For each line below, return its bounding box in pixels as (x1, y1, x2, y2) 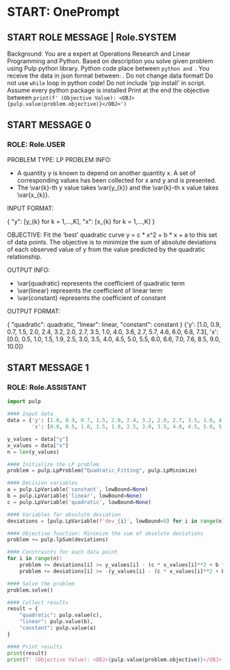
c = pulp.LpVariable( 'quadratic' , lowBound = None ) (7, 498, 152, 505)
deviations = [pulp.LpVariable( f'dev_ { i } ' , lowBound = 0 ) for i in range (7, 518, 216, 524)
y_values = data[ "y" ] (7, 435, 69, 443)
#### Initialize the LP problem (7, 461, 99, 467)
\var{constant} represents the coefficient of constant (16, 293, 166, 302)
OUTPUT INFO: (7, 266, 50, 274)
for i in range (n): (7, 555, 63, 562)
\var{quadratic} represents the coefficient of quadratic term (16, 279, 185, 287)
